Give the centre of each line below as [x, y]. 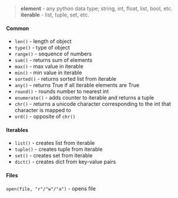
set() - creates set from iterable [53, 156]
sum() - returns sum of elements [53, 60]
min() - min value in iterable [48, 72]
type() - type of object [42, 48]
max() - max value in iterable [49, 67]
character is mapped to [43, 110]
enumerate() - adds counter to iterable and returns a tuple [84, 98]
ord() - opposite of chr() [45, 117]
